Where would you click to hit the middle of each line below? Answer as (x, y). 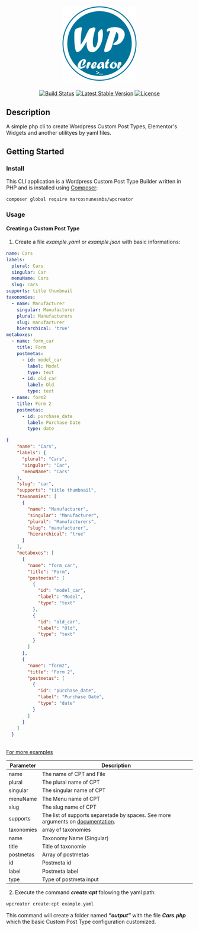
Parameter (23, 765)
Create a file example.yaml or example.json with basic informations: (97, 242)
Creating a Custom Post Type (43, 229)
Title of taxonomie (64, 846)
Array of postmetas (66, 854)
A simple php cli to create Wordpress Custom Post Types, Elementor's (92, 126)
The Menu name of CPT (71, 799)
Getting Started (35, 151)
